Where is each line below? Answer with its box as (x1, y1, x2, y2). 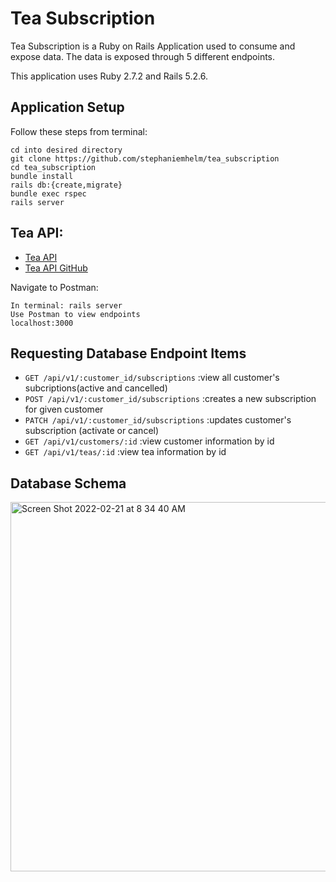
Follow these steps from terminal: (10, 125, 148, 137)
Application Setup (10, 99, 125, 116)
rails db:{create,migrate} (10, 180, 123, 190)
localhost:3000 (10, 318, 74, 328)
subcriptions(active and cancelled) (24, 382, 168, 394)
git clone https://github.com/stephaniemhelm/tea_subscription (10, 153, 280, 164)
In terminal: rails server (10, 300, 123, 311)
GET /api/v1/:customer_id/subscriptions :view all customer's (24, 372, 280, 384)
